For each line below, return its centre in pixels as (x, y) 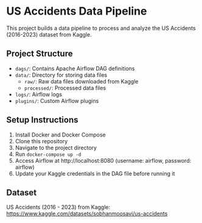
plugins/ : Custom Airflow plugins (57, 101)
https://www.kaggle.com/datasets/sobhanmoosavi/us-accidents (87, 214)
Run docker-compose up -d (48, 154)
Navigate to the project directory (56, 147)
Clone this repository (41, 141)
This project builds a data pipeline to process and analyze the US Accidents (101, 28)
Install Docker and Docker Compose (60, 135)
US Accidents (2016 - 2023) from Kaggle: (58, 207)
